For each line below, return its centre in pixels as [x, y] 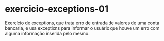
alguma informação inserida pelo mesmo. [48, 33]
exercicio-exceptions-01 [57, 9]
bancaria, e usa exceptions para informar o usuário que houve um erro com [82, 28]
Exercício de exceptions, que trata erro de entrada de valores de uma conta [82, 23]
